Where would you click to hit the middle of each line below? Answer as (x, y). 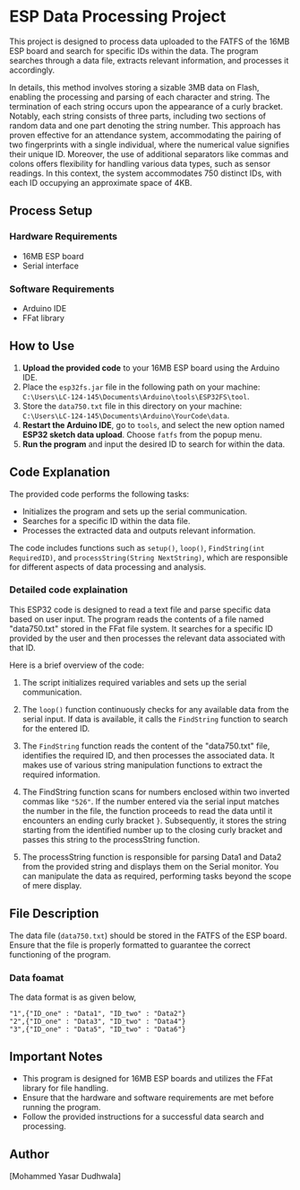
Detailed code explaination (69, 590)
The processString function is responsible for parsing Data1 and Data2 (152, 857)
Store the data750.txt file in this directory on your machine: (132, 406)
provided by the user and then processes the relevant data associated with (147, 638)
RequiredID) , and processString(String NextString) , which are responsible (149, 557)
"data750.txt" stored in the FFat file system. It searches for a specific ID (141, 628)
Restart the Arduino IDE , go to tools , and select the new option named (153, 424)
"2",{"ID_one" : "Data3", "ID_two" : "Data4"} (98, 1021)
